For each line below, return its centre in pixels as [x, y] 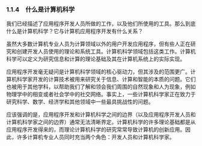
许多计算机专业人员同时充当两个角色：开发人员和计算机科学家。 [96, 137]
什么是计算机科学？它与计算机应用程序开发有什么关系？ [75, 31]
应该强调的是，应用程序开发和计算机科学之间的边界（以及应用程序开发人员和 [101, 115]
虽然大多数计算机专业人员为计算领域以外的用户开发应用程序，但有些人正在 [98, 44]
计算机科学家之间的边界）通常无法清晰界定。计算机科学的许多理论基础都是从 [101, 122]
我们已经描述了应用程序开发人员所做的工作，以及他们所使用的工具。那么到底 [101, 24]
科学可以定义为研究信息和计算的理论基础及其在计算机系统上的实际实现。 [96, 59]
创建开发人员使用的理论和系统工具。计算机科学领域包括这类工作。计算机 [106, 52]
